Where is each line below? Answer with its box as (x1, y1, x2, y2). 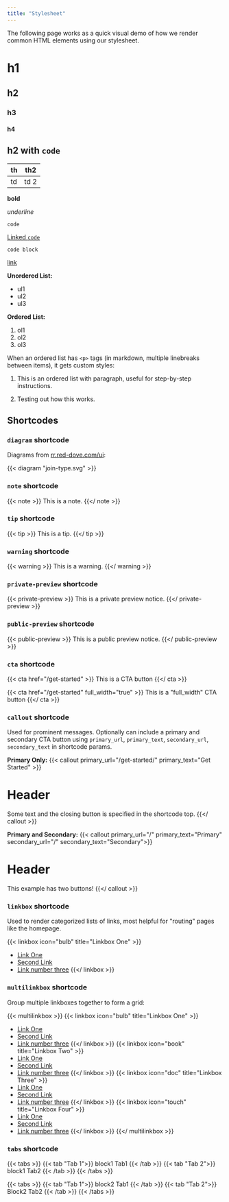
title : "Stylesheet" (7, 10, 67, 17)
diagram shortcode (7, 435, 70, 444)
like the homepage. (7, 924, 62, 933)
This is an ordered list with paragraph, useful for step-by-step (16, 374, 192, 383)
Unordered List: (7, 272, 53, 280)
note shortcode (7, 481, 59, 491)
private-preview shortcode (7, 579, 98, 589)
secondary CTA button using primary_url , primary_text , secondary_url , (7, 735, 209, 744)
